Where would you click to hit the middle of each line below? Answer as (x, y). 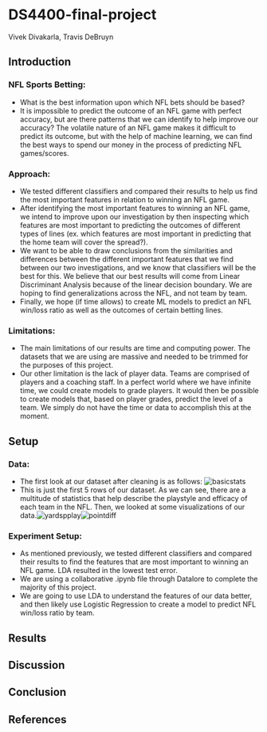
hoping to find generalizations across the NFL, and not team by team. (133, 292)
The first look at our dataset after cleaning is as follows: (111, 481)
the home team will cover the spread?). (84, 242)
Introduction (40, 62)
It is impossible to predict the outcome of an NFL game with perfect (131, 110)
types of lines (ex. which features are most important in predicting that (135, 233)
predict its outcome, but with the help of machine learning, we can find (136, 136)
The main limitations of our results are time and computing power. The (135, 348)
